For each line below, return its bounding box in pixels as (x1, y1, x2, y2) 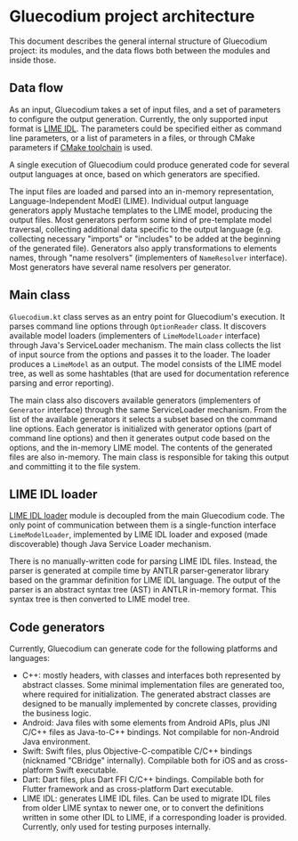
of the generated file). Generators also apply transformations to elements (9, 242, 278, 253)
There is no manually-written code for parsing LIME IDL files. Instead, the (9, 556, 278, 567)
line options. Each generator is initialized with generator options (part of (9, 423, 272, 434)
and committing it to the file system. (9, 461, 141, 471)
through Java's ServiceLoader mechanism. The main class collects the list (9, 339, 282, 350)
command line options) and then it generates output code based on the (9, 432, 270, 443)
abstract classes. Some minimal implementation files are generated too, (21, 680, 285, 690)
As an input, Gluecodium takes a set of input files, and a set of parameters (9, 104, 281, 115)
